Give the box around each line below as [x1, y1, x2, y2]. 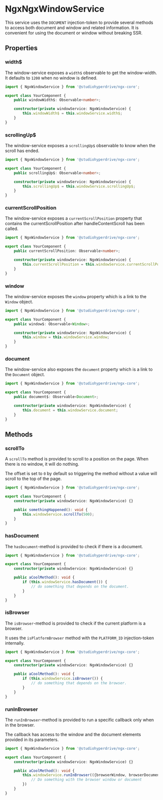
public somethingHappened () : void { [14, 507, 88, 512]
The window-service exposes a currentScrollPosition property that [5, 215, 142, 221]
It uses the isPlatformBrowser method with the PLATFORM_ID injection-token [5, 635, 154, 641]
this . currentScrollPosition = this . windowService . [22, 262, 127, 267]
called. [5, 226, 18, 232]
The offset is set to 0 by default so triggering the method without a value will [5, 471, 158, 476]
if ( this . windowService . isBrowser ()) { [22, 676, 103, 681]
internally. [5, 640, 25, 646]
